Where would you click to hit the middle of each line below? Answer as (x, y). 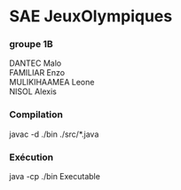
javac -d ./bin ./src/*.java (54, 134)
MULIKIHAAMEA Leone (52, 83)
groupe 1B (31, 44)
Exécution (31, 157)
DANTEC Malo (35, 63)
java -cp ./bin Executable (55, 177)
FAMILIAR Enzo (37, 73)
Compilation (36, 115)
